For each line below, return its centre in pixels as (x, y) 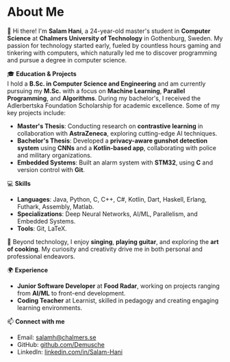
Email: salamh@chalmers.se (56, 337)
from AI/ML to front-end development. (71, 293)
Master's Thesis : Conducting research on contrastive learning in (110, 126)
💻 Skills (19, 183)
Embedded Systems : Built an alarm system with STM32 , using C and (115, 162)
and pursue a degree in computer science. (67, 60)
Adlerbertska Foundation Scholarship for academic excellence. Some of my (114, 105)
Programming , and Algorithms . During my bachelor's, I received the (104, 98)
